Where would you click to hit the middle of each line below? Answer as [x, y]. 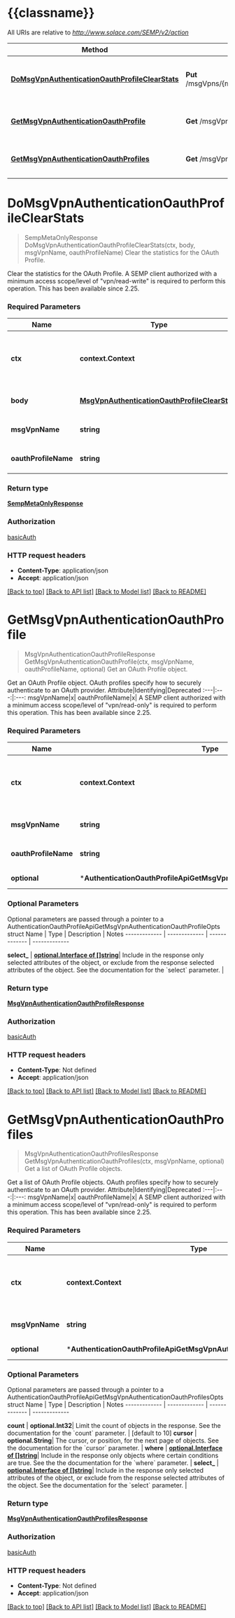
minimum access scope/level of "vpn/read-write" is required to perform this [116, 281]
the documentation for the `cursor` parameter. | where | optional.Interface [115, 1448]
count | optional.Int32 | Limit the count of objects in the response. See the [114, 1426]
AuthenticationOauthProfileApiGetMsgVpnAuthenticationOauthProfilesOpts [115, 1397]
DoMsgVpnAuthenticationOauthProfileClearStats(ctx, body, [110, 245]
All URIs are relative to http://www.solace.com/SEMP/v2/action [98, 32]
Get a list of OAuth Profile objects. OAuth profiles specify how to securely [113, 1182]
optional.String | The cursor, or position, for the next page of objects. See [113, 1440]
